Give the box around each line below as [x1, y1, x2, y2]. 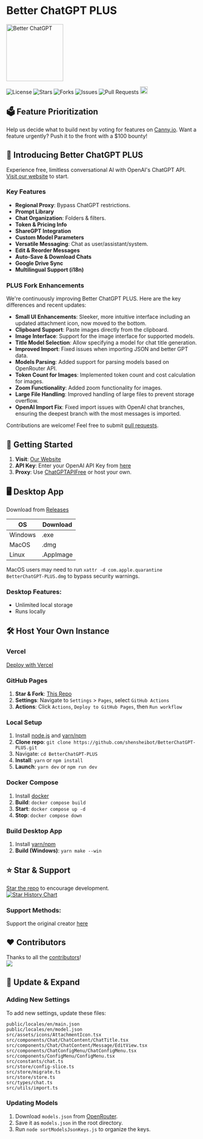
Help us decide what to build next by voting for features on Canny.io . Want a [6, 126, 197, 133]
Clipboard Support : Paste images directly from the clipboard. [15, 326, 169, 333]
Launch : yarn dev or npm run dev [15, 763, 98, 770]
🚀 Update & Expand [6, 977, 80, 988]
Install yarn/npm [15, 840, 56, 847]
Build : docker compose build [15, 798, 86, 806]
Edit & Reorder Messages [15, 247, 80, 254]
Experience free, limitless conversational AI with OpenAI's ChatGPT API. [6, 166, 186, 173]
